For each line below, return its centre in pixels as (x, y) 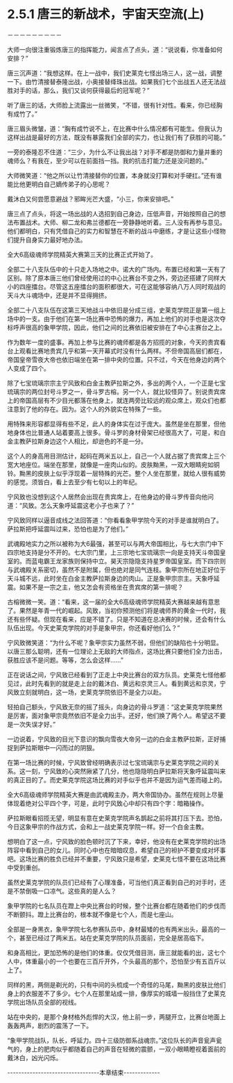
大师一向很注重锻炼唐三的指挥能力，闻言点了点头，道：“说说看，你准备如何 (115, 49)
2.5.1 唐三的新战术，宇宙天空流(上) (106, 14)
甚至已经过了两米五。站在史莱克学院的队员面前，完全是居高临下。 (113, 938)
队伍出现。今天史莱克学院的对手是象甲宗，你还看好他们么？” (94, 628)
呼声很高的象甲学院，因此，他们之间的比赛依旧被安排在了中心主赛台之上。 (119, 327)
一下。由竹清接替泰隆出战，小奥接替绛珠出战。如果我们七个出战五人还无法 (113, 81)
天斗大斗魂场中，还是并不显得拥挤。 (59, 295)
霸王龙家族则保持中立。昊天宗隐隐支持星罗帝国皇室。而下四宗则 (135, 561)
